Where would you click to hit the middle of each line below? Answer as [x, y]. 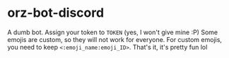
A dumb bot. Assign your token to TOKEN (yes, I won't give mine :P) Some [112, 32]
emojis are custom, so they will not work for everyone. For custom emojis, [115, 39]
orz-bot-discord [56, 13]
